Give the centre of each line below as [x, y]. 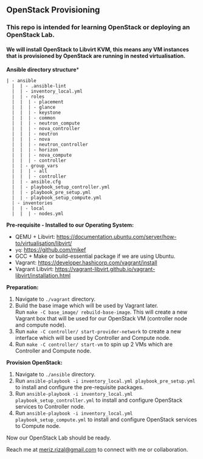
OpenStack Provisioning [53, 10]
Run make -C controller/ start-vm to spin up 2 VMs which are [94, 344]
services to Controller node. [50, 406]
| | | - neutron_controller [50, 144]
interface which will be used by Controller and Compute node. [93, 337]
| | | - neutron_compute [46, 123]
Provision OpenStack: [34, 362]
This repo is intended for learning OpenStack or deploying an [98, 27]
